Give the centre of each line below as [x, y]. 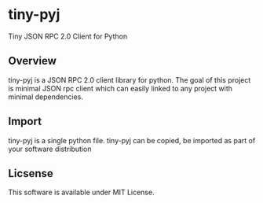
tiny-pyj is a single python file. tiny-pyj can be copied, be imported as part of [132, 140]
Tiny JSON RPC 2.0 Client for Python [68, 36]
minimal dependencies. [46, 97]
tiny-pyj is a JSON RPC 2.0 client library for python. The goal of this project [130, 79]
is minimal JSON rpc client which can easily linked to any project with [121, 88]
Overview [33, 61]
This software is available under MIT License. [81, 192]
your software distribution [50, 149]
